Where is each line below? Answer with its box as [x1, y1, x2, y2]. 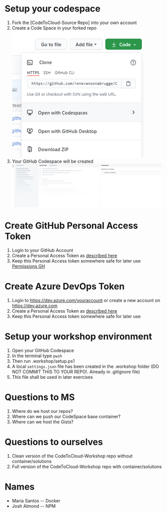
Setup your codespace [4, 3, 101, 15]
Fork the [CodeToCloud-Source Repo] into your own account [11, 20, 137, 26]
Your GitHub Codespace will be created [11, 158, 93, 164]
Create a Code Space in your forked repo [11, 25, 97, 31]
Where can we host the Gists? [11, 419, 74, 425]
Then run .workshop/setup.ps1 [11, 358, 75, 364]
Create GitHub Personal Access [4, 220, 138, 231]
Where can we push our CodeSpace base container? [11, 414, 121, 420]
